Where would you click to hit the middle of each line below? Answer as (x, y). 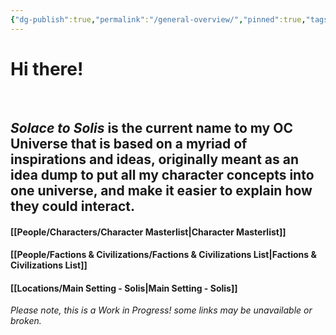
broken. (26, 321)
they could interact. (73, 206)
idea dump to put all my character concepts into (162, 174)
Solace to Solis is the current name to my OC (151, 127)
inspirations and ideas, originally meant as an (155, 159)
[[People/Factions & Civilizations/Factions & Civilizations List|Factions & (163, 255)
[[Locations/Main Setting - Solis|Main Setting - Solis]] (124, 288)
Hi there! (47, 68)
